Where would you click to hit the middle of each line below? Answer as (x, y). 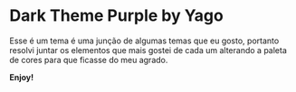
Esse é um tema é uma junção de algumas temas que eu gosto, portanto (144, 41)
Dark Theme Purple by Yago (116, 16)
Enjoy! (22, 77)
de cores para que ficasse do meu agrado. (89, 60)
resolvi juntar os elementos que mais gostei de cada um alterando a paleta (148, 50)
